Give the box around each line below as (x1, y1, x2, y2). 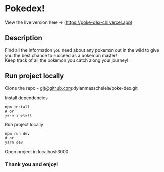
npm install (5, 104, 30, 109)
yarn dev (5, 140, 23, 145)
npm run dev (5, 131, 30, 136)
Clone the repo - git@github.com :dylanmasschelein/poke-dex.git (5, 85, 138, 91)
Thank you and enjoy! (5, 161, 58, 168)
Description (5, 34, 42, 42)
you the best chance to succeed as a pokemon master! (5, 52, 117, 58)
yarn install (5, 113, 32, 118)
